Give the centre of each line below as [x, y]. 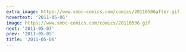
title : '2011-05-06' [32, 39]
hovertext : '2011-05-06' [37, 17]
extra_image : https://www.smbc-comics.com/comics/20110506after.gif [93, 12]
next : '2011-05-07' [30, 28]
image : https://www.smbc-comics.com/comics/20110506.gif [78, 23]
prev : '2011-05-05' [30, 34]
